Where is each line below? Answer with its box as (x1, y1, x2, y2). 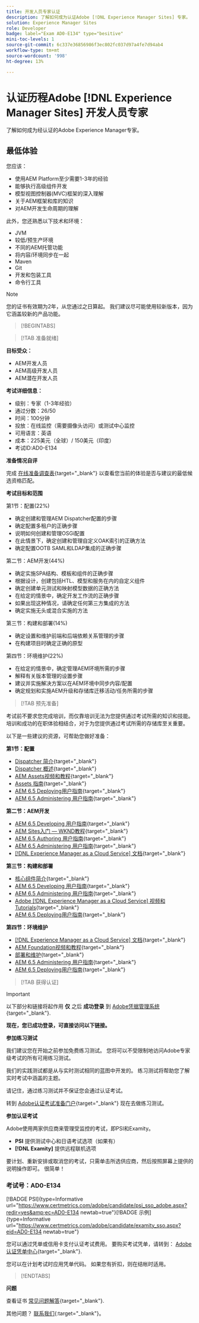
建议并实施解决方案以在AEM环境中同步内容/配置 (14, 680, 132, 687)
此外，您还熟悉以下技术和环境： (6, 217, 84, 225)
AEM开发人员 (14, 360, 48, 367)
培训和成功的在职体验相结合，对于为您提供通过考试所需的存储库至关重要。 (6, 720, 188, 727)
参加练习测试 (6, 1034, 37, 1041)
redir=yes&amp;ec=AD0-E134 (6, 1208, 79, 1215)
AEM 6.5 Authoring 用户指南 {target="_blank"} (14, 835, 127, 842)
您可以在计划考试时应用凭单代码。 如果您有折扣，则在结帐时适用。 (6, 1260, 169, 1267)
